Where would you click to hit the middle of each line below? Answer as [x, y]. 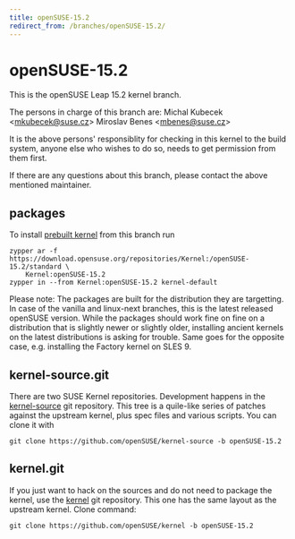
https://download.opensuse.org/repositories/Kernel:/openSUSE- [130, 259]
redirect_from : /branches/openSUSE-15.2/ [88, 26]
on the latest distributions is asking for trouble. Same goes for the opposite [147, 338]
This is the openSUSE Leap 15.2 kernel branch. [95, 95]
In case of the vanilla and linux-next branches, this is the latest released [141, 309]
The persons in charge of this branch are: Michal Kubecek [116, 112]
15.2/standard [36, 267]
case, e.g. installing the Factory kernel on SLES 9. [101, 346]
